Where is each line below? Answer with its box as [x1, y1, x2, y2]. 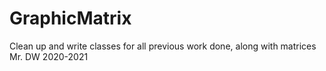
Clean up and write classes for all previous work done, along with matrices [9, 40, 317, 52]
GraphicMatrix [9, 7, 132, 30]
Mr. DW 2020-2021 [9, 50, 89, 62]
